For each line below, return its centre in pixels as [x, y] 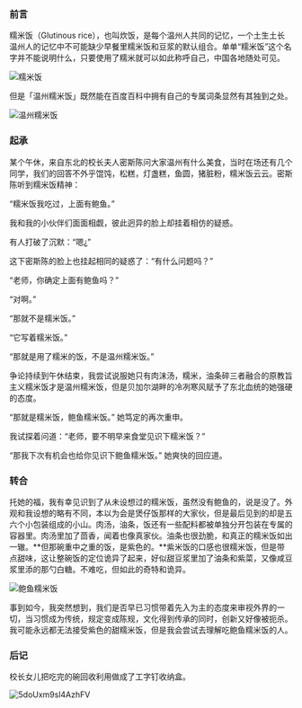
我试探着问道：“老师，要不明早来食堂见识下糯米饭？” [107, 436]
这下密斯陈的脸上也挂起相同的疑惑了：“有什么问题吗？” [111, 261]
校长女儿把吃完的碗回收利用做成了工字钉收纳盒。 [100, 677]
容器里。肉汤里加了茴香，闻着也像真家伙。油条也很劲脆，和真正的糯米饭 [143, 535]
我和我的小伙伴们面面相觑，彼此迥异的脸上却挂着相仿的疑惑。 [124, 223]
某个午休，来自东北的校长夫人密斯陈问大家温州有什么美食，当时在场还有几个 [151, 162]
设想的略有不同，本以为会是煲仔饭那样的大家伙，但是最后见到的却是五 [163, 513]
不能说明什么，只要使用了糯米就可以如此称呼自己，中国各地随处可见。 [155, 58]
